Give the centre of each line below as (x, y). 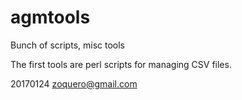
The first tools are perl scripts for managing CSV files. (121, 64)
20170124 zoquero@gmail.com (74, 83)
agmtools (50, 17)
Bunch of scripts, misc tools (67, 45)
